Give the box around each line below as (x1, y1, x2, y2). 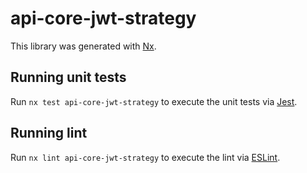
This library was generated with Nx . (10, 40, 157, 52)
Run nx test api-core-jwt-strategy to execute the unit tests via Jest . (10, 95, 298, 107)
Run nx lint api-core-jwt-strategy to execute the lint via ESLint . (10, 151, 281, 163)
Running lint (10, 125, 88, 142)
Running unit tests (10, 69, 127, 86)
